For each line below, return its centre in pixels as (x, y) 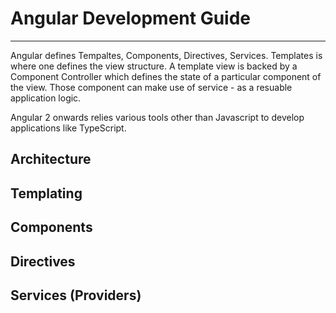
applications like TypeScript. (68, 128)
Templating (46, 193)
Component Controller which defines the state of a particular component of (166, 76)
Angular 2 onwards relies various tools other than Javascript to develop (157, 117)
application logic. (46, 98)
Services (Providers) (76, 295)
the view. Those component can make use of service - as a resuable (151, 87)
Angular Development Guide (131, 18)
